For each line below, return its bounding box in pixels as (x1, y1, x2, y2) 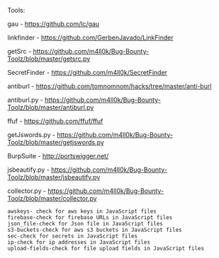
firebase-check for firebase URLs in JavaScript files (7, 214, 173, 221)
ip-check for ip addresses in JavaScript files (7, 239, 151, 246)
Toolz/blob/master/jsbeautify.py (7, 173, 101, 181)
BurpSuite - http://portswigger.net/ (7, 152, 109, 160)
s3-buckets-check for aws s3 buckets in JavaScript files (7, 226, 182, 233)
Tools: (7, 6, 26, 14)
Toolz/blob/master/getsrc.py (7, 54, 91, 63)
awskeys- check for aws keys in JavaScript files (7, 208, 157, 215)
